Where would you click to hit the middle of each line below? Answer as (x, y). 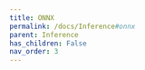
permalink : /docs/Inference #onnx (72, 26)
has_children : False (48, 43)
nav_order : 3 (34, 52)
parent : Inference (44, 35)
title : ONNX (32, 18)
